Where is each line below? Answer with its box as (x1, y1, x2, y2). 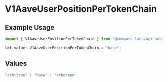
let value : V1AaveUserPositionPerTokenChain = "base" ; (5, 45, 122, 50)
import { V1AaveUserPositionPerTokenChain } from (5, 36, 111, 41)
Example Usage (5, 23, 55, 32)
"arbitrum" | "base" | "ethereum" (5, 72, 77, 78)
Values (5, 59, 27, 68)
